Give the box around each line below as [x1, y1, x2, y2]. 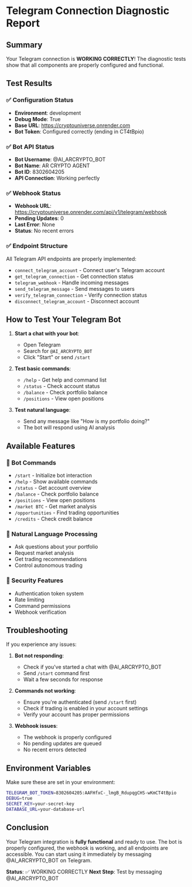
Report [6, 16, 40, 30]
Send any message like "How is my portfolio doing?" [23, 418, 150, 425]
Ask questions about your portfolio [14, 543, 98, 551]
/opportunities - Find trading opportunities [14, 509, 119, 516]
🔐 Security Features [6, 576, 63, 585]
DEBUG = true [6, 796, 33, 802]
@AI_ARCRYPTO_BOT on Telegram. [6, 857, 92, 864]
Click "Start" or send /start [23, 354, 91, 361]
